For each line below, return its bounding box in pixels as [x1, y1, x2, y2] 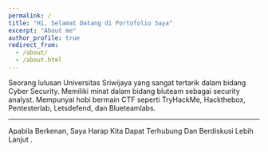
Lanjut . [8, 134, 33, 144]
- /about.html [15, 57, 62, 64]
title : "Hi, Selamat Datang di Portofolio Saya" [8, 19, 173, 27]
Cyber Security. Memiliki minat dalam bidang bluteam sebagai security [8, 86, 241, 95]
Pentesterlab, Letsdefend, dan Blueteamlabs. [8, 103, 156, 112]
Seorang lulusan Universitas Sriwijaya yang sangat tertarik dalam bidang [8, 77, 246, 88]
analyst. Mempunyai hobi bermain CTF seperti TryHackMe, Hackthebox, [8, 95, 246, 104]
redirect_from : [8, 41, 59, 49]
